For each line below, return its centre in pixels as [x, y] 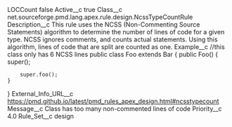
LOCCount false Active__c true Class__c [65, 9]
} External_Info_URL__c [40, 94]
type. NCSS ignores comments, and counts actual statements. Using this [112, 39]
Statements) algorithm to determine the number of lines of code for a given [116, 32]
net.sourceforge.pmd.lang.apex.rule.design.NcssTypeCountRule [100, 17]
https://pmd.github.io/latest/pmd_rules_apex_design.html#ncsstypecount [113, 101]
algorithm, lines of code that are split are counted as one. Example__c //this [116, 47]
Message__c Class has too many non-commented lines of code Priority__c [115, 109]
